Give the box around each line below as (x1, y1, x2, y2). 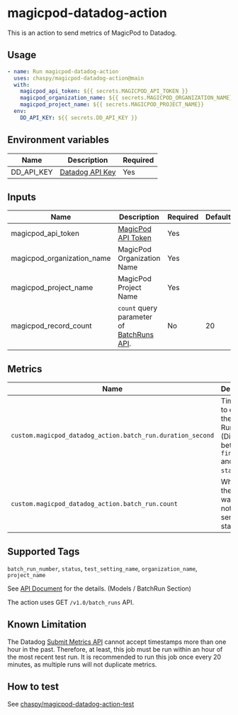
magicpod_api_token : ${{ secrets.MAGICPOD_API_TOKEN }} (20, 87, 189, 95)
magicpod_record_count (11, 321, 92, 331)
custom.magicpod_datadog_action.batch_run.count (11, 500, 178, 508)
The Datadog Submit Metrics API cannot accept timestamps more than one (7, 638, 227, 646)
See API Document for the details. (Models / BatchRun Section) (7, 584, 191, 593)
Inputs (7, 190, 37, 203)
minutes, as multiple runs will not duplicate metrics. (7, 660, 157, 669)
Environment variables (7, 134, 110, 146)
